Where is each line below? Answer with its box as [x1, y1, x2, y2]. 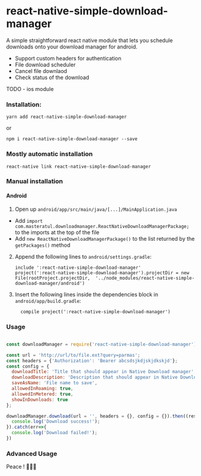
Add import [14, 217, 43, 224]
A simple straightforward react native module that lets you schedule [6, 37, 173, 44]
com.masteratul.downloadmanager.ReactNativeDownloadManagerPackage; [14, 223, 190, 229]
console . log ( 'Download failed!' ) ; [11, 430, 98, 436]
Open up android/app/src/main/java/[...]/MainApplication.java [14, 205, 178, 213]
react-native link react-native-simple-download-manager [6, 163, 151, 169]
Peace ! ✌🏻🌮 [6, 463, 37, 471]
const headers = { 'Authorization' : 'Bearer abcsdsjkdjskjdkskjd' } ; [6, 357, 178, 363]
